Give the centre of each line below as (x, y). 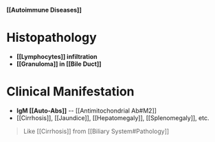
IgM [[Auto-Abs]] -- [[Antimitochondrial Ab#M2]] (87, 110)
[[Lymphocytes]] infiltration (57, 56)
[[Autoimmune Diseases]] (44, 10)
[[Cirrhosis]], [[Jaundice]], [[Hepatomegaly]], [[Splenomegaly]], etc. (113, 118)
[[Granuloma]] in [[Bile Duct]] (59, 64)
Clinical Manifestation (70, 92)
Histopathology (52, 38)
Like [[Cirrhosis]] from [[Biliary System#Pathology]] (96, 131)
